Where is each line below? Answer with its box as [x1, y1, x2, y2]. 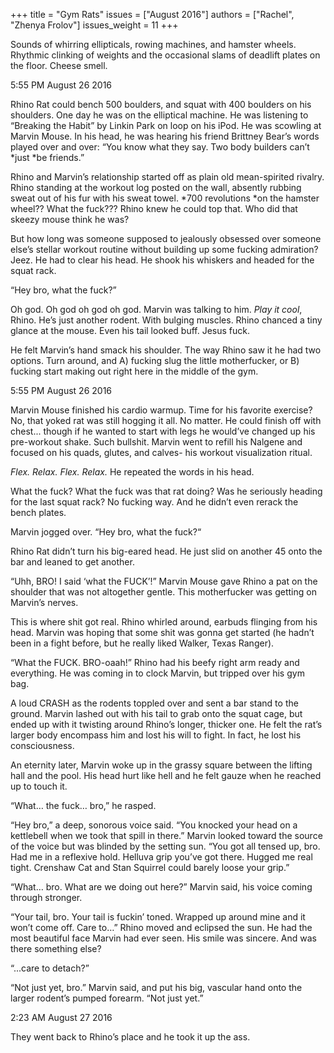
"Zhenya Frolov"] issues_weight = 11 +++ [10, 19, 179, 31]
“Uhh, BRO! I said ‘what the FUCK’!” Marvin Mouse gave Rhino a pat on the [10, 575, 318, 587]
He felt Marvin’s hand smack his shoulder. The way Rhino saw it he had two [10, 344, 322, 356]
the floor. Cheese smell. [10, 60, 108, 71]
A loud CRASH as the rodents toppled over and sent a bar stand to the [10, 697, 299, 709]
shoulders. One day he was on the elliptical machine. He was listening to [10, 109, 309, 121]
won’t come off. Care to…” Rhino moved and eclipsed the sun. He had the [10, 922, 313, 933]
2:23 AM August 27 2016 [10, 1012, 113, 1023]
